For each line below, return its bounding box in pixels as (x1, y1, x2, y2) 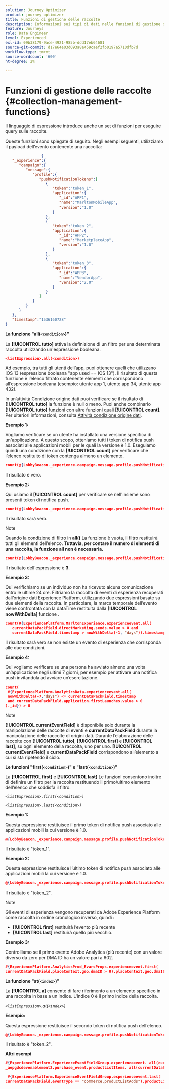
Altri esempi (5, 1051, 32, 1057)
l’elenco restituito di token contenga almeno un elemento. (5, 453, 124, 459)
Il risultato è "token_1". (5, 846, 51, 852)
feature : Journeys (5, 26, 44, 31)
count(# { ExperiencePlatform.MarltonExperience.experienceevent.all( (5, 621, 152, 626)
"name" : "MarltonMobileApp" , (59, 200, 118, 205)
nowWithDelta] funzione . (5, 611, 59, 617)
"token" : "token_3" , (52, 261, 94, 266)
